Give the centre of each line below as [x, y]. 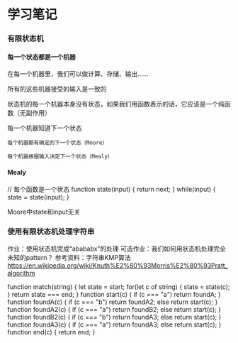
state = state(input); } [38, 197]
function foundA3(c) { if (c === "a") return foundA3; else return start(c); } [114, 325]
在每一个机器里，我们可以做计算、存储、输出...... [78, 74]
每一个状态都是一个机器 [41, 57]
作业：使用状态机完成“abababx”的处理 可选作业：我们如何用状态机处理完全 [117, 249]
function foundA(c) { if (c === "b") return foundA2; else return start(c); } [113, 302]
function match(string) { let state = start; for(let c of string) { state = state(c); [119, 287]
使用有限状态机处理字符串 [51, 232]
